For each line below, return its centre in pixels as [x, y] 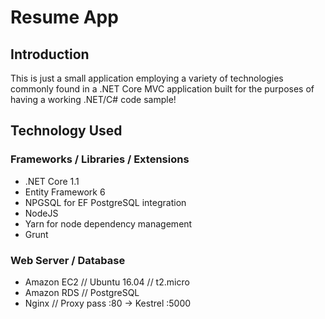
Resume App [64, 17]
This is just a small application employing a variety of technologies [147, 78]
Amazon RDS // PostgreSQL [82, 292]
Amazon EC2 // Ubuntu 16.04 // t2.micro [107, 282]
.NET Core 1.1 [52, 181]
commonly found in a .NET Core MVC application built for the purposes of [162, 89]
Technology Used [66, 131]
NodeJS [41, 213]
